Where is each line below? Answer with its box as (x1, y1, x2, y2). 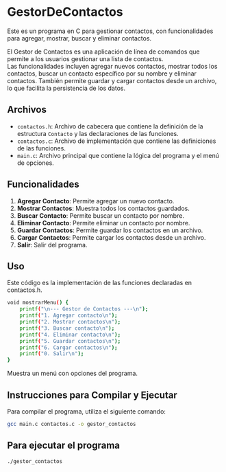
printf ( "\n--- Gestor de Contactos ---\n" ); (19, 306, 149, 313)
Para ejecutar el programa (7, 440, 121, 451)
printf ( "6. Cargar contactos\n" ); (19, 344, 118, 351)
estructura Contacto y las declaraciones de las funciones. (16, 129, 179, 137)
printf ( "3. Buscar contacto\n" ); (19, 324, 115, 332)
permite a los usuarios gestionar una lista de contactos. (7, 54, 164, 63)
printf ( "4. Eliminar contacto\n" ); (19, 331, 121, 338)
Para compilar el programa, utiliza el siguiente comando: (7, 407, 166, 416)
